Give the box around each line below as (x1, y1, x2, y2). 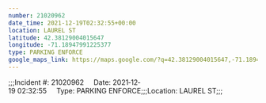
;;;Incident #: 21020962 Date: (8, 77, 112, 87)
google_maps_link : (8, 56, 69, 64)
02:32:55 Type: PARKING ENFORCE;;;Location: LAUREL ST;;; (17, 86, 223, 95)
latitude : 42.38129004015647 (8, 33, 104, 42)
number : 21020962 (8, 11, 66, 20)
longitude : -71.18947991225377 (8, 41, 112, 49)
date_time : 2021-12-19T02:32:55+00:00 (8, 19, 136, 27)
